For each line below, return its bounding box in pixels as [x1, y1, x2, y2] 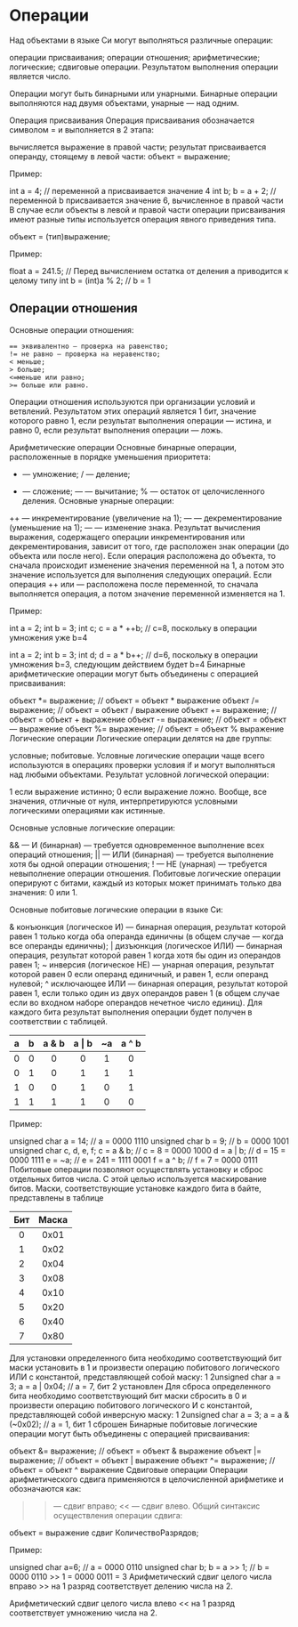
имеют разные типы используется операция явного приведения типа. [9, 214, 277, 224]
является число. [9, 70, 71, 81]
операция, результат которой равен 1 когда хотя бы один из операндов [9, 950, 282, 960]
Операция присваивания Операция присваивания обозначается [9, 115, 255, 125]
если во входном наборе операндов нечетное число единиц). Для [9, 997, 262, 1008]
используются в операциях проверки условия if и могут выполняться [9, 759, 276, 770]
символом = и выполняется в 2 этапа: [9, 124, 154, 134]
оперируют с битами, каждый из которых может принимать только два [9, 878, 282, 888]
